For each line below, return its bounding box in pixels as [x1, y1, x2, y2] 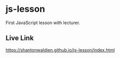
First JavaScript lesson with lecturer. [5, 20, 80, 26]
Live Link [5, 34, 34, 42]
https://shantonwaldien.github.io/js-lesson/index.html [5, 47, 115, 53]
